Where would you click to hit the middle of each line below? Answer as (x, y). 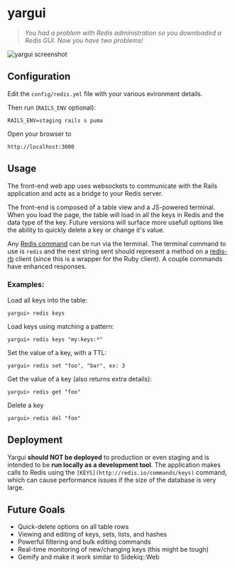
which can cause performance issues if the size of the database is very (112, 480)
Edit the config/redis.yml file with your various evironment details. (105, 93)
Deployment (35, 440)
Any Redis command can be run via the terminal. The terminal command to (117, 243)
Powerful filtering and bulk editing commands (84, 542)
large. (16, 487)
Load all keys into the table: (47, 300)
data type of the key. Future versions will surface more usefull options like (115, 222)
